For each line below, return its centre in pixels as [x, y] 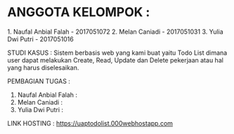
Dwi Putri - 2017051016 [40, 39]
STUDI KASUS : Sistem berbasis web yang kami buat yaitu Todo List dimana [117, 53]
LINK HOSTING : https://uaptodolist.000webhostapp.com [90, 123]
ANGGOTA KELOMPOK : [79, 12]
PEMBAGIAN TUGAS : [39, 81]
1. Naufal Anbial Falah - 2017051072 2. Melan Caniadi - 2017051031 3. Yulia [115, 32]
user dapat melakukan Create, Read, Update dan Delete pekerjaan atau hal [115, 60]
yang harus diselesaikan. [43, 67]
